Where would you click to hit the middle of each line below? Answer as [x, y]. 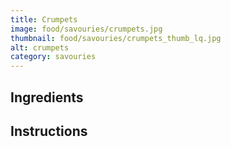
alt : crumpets [40, 47]
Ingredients [47, 97]
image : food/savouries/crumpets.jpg [86, 29]
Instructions [49, 131]
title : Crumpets [44, 19]
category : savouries [53, 57]
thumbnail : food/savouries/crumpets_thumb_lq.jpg [116, 38]
